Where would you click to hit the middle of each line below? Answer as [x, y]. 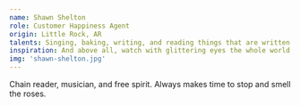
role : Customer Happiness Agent [69, 26]
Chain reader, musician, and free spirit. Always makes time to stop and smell [150, 84]
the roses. [28, 94]
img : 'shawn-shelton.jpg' [57, 59]
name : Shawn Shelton [48, 17]
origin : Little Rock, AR [56, 34]
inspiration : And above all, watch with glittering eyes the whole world [150, 51]
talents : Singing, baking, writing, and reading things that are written [150, 42]
